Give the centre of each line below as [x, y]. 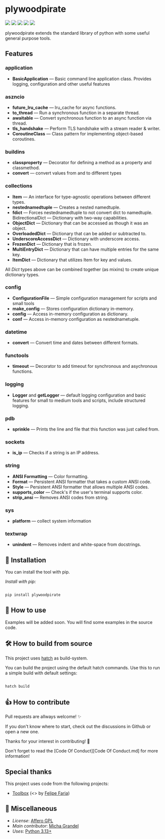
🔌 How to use [26, 610]
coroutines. [24, 139]
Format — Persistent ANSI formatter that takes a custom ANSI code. [82, 482]
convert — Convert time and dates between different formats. [75, 343]
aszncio [15, 96]
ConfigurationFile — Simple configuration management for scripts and [84, 298]
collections [19, 186]
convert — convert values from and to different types [67, 173]
